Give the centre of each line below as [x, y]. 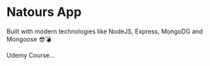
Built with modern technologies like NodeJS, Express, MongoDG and [105, 31]
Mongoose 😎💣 [29, 39]
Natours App [44, 12]
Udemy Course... [31, 55]
